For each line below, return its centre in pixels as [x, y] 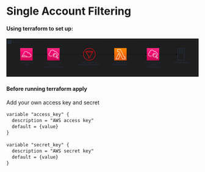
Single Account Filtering [69, 11]
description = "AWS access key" [53, 120]
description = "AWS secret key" [53, 151]
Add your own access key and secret [53, 102]
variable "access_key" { [38, 114]
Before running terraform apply [47, 88]
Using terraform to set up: [40, 28]
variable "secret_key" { [38, 145]
